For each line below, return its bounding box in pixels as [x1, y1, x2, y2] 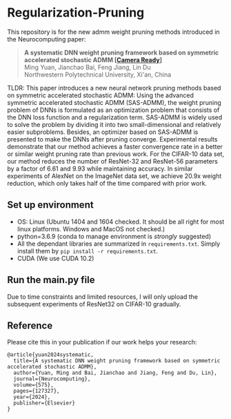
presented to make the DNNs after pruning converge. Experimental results [7, 135, 218, 143]
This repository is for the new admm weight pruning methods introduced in [7, 28, 220, 36]
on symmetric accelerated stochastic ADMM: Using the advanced [7, 91, 194, 99]
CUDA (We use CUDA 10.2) [17, 254, 94, 262]
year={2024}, [13, 393, 51, 401]
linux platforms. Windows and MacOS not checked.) [17, 224, 165, 233]
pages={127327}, [13, 388, 60, 395]
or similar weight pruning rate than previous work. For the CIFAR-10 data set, [7, 150, 225, 158]
